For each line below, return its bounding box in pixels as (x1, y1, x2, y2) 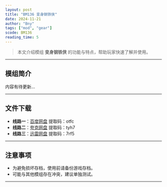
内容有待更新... (5, 84, 36, 90)
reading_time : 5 (5, 35, 39, 40)
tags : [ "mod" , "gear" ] (5, 26, 52, 31)
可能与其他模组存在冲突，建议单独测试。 (12, 171, 95, 177)
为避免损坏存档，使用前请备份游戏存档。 (12, 165, 95, 171)
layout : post (5, 7, 32, 12)
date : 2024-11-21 (5, 16, 41, 21)
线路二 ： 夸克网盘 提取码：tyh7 (12, 124, 76, 130)
